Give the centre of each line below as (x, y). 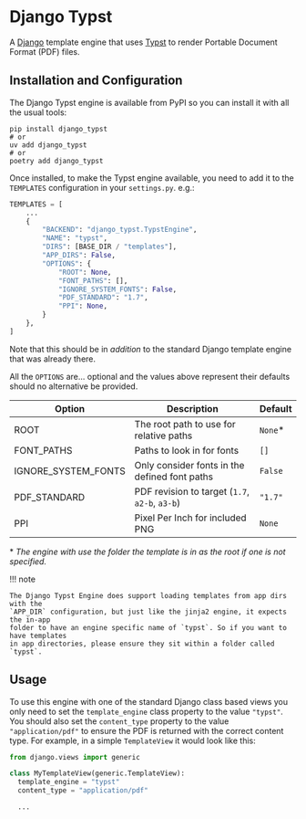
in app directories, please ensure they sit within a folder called (142, 644)
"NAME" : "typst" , (75, 238)
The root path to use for (185, 424)
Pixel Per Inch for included (191, 518)
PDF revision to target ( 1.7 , (192, 491)
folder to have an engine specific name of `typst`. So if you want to (148, 627)
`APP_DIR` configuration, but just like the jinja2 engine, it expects (148, 612)
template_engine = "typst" (69, 782)
